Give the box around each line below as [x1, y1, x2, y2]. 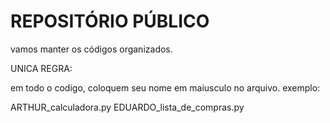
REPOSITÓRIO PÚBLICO [10, 10, 210, 33]
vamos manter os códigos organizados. [10, 43, 173, 55]
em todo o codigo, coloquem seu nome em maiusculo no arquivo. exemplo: [10, 81, 321, 94]
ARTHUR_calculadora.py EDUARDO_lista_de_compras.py [10, 101, 245, 113]
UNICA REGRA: [10, 62, 73, 74]
